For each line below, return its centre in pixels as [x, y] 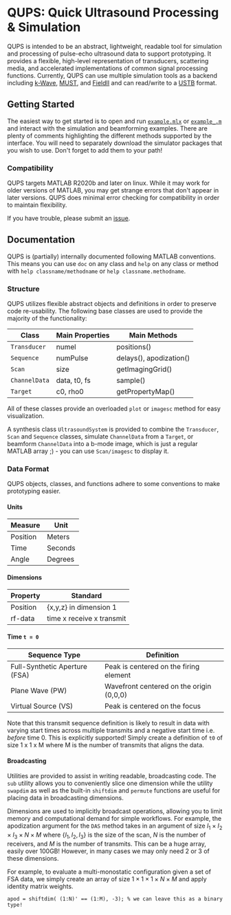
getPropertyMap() [146, 392]
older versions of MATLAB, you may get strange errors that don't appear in [113, 190]
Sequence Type [54, 655]
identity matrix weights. [40, 886]
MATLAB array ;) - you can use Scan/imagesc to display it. [88, 451]
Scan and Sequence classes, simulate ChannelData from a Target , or [100, 437]
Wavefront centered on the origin [158, 687]
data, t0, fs [73, 381]
